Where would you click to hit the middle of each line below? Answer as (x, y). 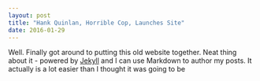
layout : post (30, 15)
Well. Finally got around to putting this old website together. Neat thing (123, 53)
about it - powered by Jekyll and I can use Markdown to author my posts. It (130, 61)
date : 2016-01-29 (37, 30)
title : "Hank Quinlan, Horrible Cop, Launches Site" (97, 23)
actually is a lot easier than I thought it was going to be (97, 69)
